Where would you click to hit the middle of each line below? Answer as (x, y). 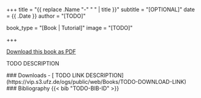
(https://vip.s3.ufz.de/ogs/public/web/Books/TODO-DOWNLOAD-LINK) (97, 82)
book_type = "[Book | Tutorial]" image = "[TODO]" (70, 28)
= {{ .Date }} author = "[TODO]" (46, 16)
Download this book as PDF (41, 51)
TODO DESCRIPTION (33, 63)
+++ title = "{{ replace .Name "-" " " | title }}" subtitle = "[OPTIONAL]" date (100, 9)
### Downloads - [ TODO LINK (45, 75)
